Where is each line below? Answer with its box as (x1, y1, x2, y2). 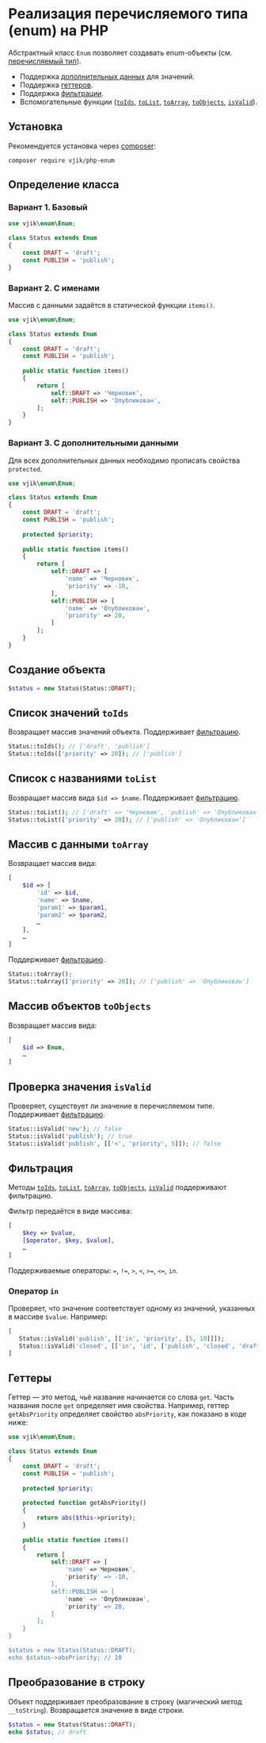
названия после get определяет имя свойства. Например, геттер (8, 1401, 230, 1410)
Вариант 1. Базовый (8, 202, 89, 213)
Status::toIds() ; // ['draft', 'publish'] (8, 743, 150, 751)
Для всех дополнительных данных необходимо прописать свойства (8, 456, 240, 465)
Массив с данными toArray (8, 837, 149, 851)
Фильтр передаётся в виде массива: (8, 1206, 132, 1216)
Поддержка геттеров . (19, 80, 93, 90)
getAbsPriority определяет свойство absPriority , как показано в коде (8, 1410, 247, 1419)
